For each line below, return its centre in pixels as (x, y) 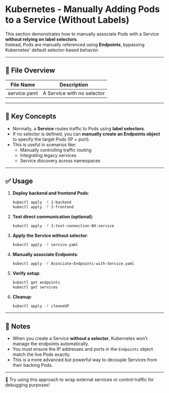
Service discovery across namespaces (60, 161)
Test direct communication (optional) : (53, 217)
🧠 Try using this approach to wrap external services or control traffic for (80, 380)
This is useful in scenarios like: (44, 144)
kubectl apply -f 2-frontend (43, 207)
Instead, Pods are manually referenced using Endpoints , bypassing (75, 44)
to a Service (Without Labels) (67, 20)
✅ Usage (19, 181)
